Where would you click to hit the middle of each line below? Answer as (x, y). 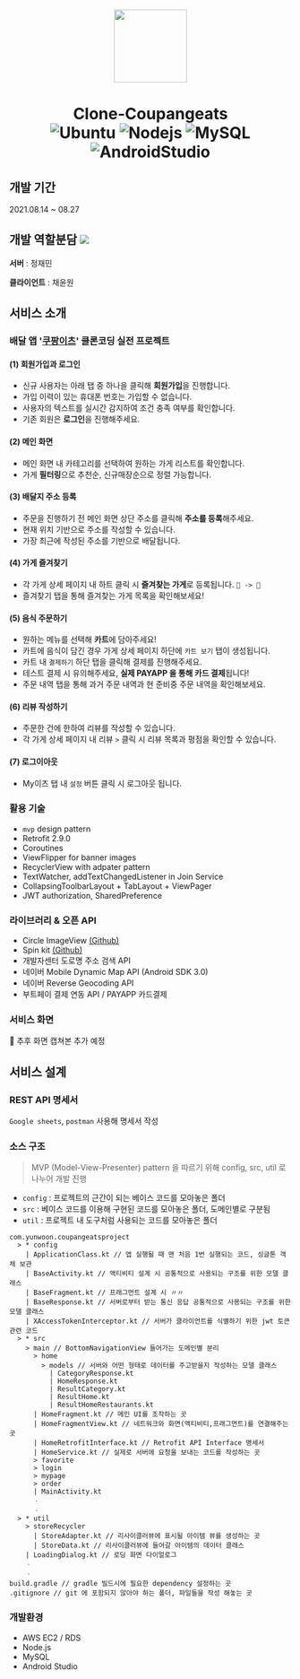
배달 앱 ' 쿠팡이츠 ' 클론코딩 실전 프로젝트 (90, 341)
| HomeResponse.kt (83, 1381)
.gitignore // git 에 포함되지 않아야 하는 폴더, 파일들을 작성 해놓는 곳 (131, 1593)
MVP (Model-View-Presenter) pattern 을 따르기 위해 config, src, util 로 (159, 1168)
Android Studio (50, 1666)
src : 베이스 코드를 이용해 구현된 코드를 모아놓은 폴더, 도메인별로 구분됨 (146, 1209)
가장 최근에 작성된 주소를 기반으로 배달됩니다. (101, 540)
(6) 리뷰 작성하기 (39, 706)
